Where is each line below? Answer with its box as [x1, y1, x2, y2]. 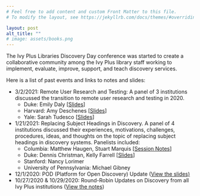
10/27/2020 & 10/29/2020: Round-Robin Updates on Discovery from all [14, 177, 189, 184]
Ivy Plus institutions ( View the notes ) [14, 183, 105, 191]
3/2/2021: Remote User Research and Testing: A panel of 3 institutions [14, 88, 187, 95]
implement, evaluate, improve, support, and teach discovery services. [6, 65, 177, 72]
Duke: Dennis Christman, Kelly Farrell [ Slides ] [23, 151, 135, 158]
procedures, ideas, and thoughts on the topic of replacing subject [14, 132, 176, 140]
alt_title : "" [6, 30, 42, 36]
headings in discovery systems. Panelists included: [14, 139, 140, 146]
